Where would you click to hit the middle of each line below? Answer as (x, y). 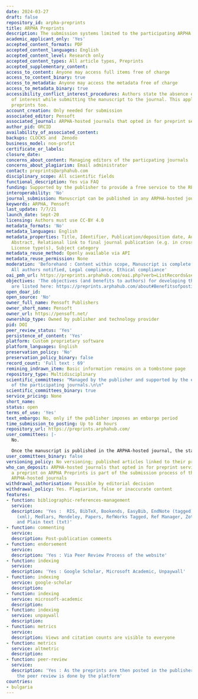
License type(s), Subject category (55, 248)
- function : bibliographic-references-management (68, 500)
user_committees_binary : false (44, 456)
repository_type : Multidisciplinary (51, 374)
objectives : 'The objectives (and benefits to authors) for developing (96, 281)
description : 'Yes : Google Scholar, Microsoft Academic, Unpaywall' (98, 572)
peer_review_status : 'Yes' (39, 330)
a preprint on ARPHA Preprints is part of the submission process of (98, 473)
